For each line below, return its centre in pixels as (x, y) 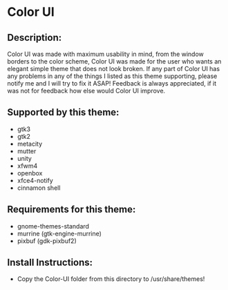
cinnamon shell (39, 188)
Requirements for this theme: (72, 210)
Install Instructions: (50, 263)
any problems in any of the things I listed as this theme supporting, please (112, 76)
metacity (30, 144)
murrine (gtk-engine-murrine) (59, 233)
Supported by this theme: (63, 112)
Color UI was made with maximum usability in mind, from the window (105, 54)
